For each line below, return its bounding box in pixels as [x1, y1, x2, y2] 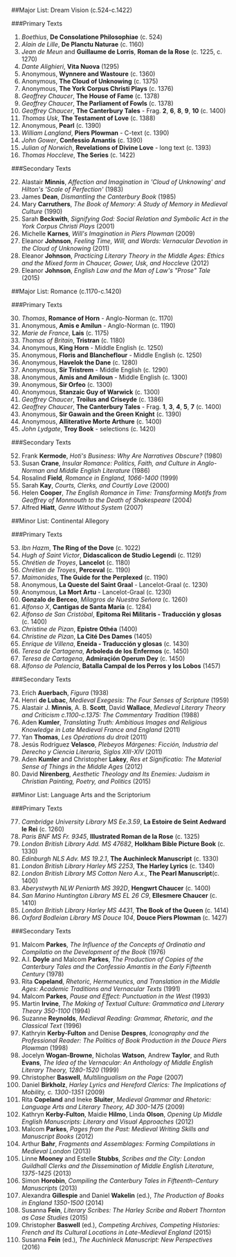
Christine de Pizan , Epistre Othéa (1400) [21, 625, 138, 633]
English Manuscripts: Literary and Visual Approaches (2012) [21, 1117, 194, 1126]
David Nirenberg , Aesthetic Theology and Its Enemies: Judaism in [21, 770, 210, 778]
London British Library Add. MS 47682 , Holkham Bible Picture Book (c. [21, 840, 226, 848]
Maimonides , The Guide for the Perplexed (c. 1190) [21, 573, 169, 581]
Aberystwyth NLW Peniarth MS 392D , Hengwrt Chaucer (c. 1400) [21, 884, 211, 892]
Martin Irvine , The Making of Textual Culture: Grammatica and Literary [21, 999, 224, 1008]
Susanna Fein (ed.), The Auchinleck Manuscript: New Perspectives [21, 1235, 213, 1244]
